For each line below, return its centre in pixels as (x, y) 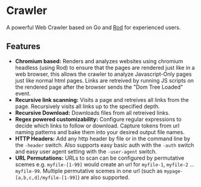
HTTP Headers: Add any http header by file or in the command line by (103, 138)
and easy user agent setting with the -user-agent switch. (86, 151)
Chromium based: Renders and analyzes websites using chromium (99, 61)
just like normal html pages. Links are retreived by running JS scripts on (104, 80)
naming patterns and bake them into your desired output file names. (100, 132)
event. (23, 93)
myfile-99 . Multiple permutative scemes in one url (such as (89, 171)
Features (23, 46)
